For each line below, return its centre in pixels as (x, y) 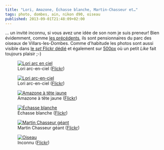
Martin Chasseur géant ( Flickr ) (49, 128)
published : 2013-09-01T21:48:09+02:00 (45, 19)
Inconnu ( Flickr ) (34, 143)
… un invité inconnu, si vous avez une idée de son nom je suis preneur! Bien (82, 33)
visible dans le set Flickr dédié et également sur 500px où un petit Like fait (81, 49)
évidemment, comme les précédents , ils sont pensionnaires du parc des (78, 38)
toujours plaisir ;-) (23, 54)
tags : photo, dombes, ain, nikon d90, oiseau (53, 14)
